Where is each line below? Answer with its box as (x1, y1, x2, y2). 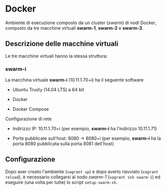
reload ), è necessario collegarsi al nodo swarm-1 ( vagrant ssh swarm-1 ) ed (5, 174, 160, 180)
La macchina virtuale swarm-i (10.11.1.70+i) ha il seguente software (5, 77, 144, 83)
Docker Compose (12, 106, 49, 112)
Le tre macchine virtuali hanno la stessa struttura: (5, 53, 108, 59)
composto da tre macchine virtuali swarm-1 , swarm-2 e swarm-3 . (5, 25, 143, 31)
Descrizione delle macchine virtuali (5, 40, 118, 48)
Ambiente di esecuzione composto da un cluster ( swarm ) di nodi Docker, (5, 20, 157, 26)
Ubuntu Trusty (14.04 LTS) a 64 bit (12, 86, 85, 93)
